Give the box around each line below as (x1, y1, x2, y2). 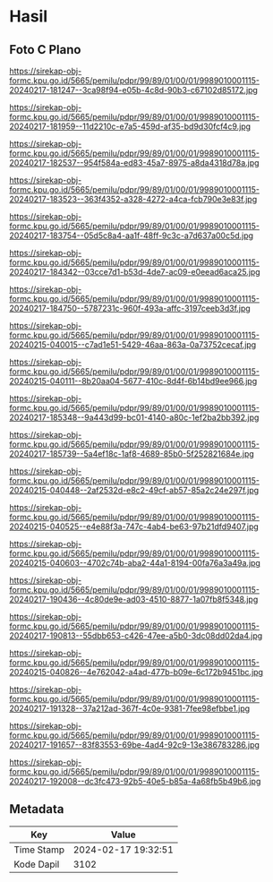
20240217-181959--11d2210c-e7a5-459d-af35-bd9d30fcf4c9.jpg (9, 121, 252, 132)
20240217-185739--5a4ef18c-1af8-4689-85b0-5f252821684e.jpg (9, 449, 255, 458)
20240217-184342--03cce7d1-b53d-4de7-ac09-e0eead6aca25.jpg (9, 267, 261, 277)
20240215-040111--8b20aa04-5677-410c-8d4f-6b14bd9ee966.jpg (9, 376, 258, 386)
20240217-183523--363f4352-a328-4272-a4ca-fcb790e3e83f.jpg (9, 194, 258, 204)
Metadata (9, 801, 64, 817)
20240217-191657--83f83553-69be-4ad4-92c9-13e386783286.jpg (9, 740, 260, 749)
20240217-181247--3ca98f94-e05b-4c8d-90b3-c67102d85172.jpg (9, 85, 258, 95)
